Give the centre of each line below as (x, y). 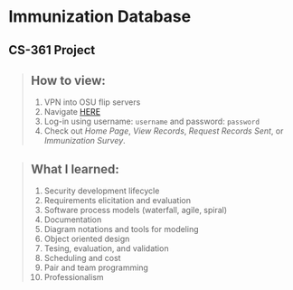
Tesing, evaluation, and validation (106, 248)
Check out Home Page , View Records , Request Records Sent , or (164, 131)
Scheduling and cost (82, 258)
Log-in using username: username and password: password (151, 122)
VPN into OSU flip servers (92, 102)
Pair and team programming (96, 267)
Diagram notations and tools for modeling (122, 229)
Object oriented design (87, 239)
